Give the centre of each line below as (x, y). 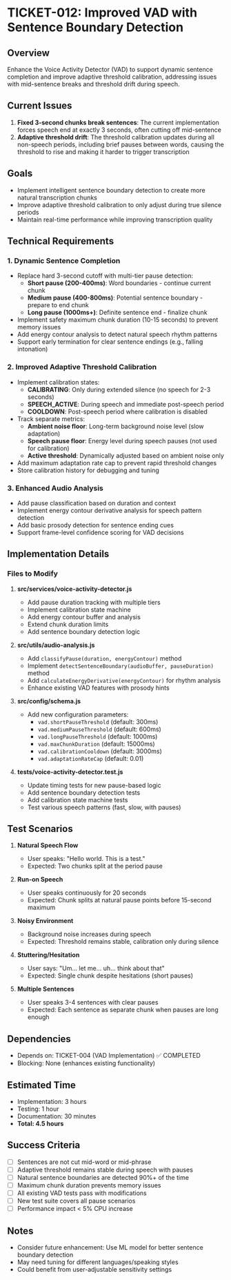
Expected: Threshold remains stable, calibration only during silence (123, 942)
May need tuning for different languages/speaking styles (98, 1262)
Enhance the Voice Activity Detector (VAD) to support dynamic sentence (110, 69)
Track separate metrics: (51, 418)
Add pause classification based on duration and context (97, 503)
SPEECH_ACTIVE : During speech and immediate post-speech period (125, 404)
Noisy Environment (45, 921)
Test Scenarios (40, 829)
